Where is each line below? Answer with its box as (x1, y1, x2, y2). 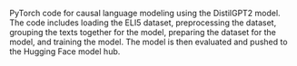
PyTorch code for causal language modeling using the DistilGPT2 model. (9, 8, 281, 18)
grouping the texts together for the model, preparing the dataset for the (9, 27, 277, 37)
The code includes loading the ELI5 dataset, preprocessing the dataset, (9, 17, 277, 28)
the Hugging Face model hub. (9, 46, 121, 57)
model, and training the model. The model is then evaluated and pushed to (9, 36, 288, 47)
